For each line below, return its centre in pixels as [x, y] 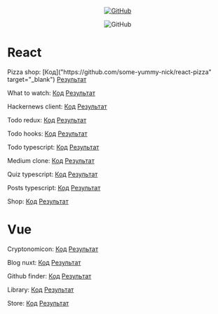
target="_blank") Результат [47, 79]
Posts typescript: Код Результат [54, 187]
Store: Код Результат [38, 303]
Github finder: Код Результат [49, 276]
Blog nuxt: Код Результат [44, 262]
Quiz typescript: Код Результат [53, 174]
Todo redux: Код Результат [47, 120]
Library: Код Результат [41, 290]
